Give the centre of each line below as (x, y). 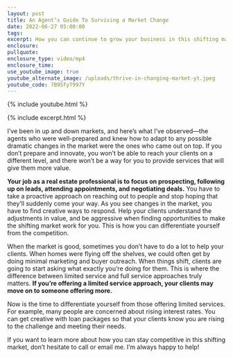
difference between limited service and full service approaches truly (105, 276)
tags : (15, 33)
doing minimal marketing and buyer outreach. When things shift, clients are (114, 262)
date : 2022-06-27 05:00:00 (46, 26)
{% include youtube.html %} (48, 104)
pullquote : (23, 53)
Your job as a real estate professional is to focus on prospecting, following (116, 182)
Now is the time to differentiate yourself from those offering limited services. (116, 304)
